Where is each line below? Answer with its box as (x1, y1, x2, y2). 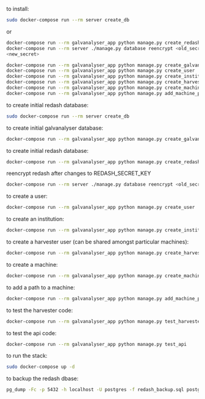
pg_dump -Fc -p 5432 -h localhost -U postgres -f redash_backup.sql (6, 387, 184, 393)
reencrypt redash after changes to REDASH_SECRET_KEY (6, 170, 151, 177)
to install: (6, 5, 29, 12)
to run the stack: (6, 352, 48, 359)
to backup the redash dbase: (6, 375, 79, 383)
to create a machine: (6, 261, 58, 268)
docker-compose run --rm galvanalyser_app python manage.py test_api (6, 341, 187, 347)
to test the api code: (6, 329, 57, 337)
